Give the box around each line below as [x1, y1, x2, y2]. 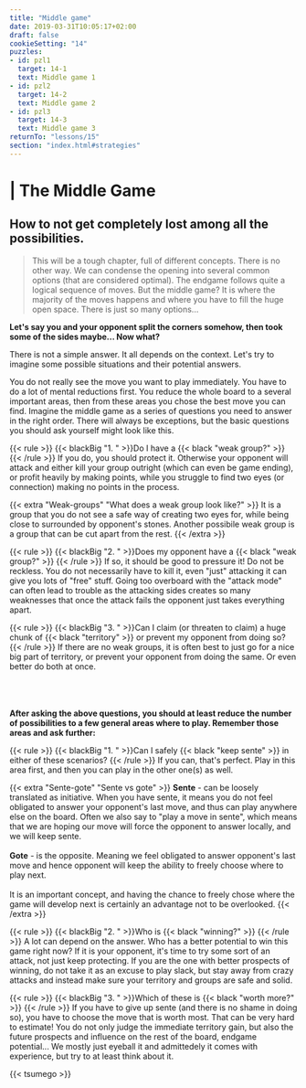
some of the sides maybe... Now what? [9, 331, 161, 342]
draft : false [9, 30, 59, 39]
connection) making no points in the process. [9, 481, 180, 492]
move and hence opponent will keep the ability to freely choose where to [9, 859, 284, 870]
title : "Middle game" [9, 13, 92, 23]
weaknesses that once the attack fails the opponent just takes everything [9, 594, 285, 605]
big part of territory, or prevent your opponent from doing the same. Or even [9, 651, 297, 662]
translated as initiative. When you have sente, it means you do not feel [9, 792, 273, 803]
